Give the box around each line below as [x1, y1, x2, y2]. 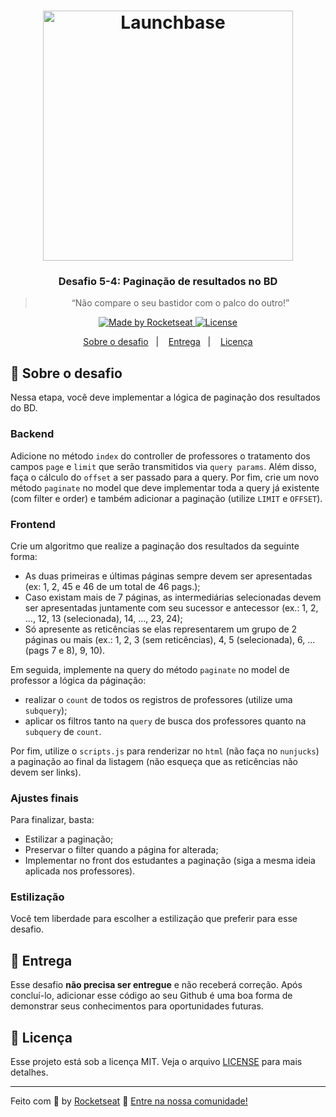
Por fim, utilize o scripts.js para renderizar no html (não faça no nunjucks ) [10, 745, 320, 757]
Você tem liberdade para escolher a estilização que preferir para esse [10, 913, 298, 925]
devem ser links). [10, 766, 82, 778]
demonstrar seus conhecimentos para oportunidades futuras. [10, 1000, 264, 1012]
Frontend [10, 517, 56, 531]
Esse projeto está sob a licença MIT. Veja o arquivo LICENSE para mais [10, 1056, 303, 1068]
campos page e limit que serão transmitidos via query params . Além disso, [10, 460, 317, 472]
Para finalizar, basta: [10, 814, 95, 826]
